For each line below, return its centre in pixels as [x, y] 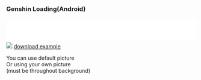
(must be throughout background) [48, 70]
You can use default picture [40, 58]
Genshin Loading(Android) [46, 9]
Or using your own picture [39, 64]
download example [37, 46]
